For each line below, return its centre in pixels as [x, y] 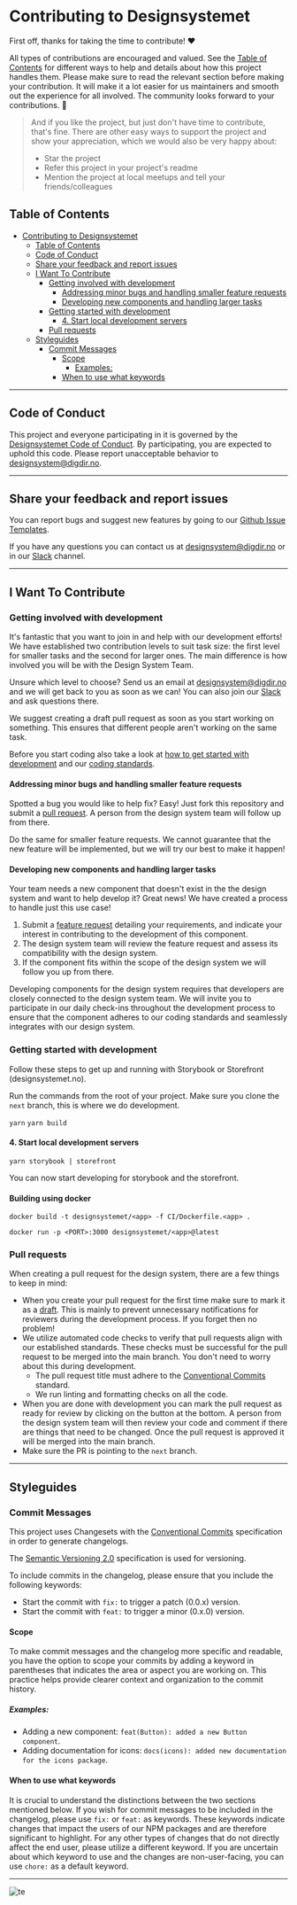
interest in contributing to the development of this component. [135, 934]
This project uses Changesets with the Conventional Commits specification [146, 1532]
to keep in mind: [38, 1283]
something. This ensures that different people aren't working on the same [143, 727]
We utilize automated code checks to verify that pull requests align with [152, 1338]
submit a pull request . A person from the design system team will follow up [145, 813]
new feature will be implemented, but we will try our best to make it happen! [147, 849]
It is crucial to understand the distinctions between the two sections [133, 1800]
